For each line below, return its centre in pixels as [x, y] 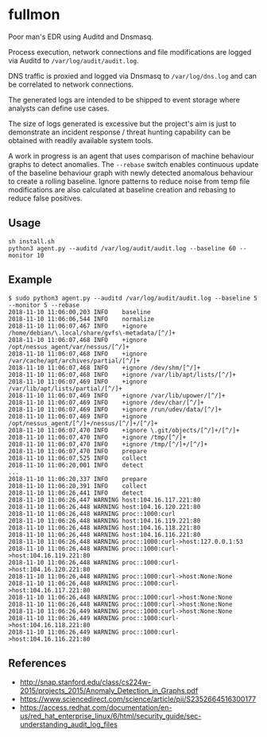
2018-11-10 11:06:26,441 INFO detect [76, 493]
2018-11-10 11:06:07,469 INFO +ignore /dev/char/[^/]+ [106, 402]
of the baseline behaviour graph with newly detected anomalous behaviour [131, 173]
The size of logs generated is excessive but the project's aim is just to [122, 123]
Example [30, 280]
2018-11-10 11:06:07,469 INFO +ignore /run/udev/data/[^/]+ [115, 409]
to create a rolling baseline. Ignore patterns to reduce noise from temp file [129, 181]
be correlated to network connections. [71, 84]
